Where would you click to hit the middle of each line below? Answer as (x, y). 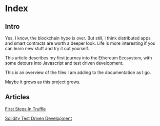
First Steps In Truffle (26, 109)
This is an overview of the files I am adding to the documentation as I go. (78, 72)
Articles (18, 97)
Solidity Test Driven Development (39, 118)
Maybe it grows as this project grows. (43, 82)
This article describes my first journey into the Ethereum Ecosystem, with (79, 58)
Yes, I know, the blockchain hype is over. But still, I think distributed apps (78, 38)
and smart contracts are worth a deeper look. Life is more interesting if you (80, 43)
